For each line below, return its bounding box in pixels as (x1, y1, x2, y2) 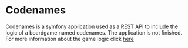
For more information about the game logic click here (5, 35, 135, 42)
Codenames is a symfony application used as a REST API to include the (5, 23, 179, 30)
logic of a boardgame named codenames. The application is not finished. (5, 29, 183, 36)
